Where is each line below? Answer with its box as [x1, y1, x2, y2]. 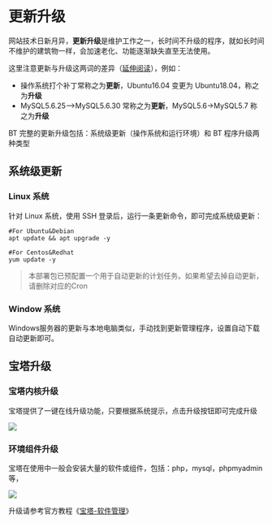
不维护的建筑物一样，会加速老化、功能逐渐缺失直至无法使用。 [8, 45, 215, 55]
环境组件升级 [8, 443, 59, 455]
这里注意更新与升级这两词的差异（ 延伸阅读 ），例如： [8, 63, 183, 73]
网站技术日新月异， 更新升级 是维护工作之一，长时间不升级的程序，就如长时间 [8, 36, 265, 45]
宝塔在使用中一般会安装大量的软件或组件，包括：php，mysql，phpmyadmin [8, 463, 263, 473]
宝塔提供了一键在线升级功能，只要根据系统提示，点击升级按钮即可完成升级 [8, 405, 257, 415]
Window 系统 [8, 303, 61, 314]
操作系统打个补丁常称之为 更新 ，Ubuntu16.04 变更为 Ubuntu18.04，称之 [19, 80, 260, 90]
